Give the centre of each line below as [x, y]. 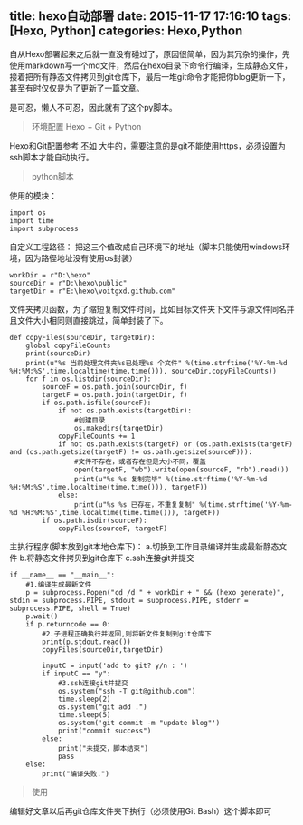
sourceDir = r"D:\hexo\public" [68, 283]
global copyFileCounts [68, 345]
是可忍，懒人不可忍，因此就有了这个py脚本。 [94, 107]
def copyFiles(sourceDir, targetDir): [82, 337]
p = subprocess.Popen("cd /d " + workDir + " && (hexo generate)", [155, 592]
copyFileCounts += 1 [96, 436]
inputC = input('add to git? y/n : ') [115, 665]
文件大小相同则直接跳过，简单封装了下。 [92, 320]
